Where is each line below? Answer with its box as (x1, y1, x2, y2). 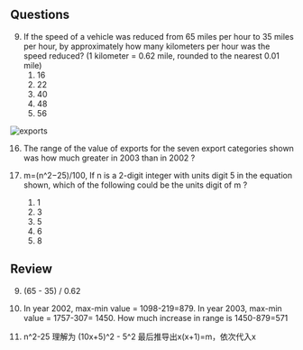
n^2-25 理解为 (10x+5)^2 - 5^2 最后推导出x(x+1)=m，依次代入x (23, 331, 256, 342)
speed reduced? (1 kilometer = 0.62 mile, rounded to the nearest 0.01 (23, 50, 280, 61)
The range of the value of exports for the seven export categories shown (23, 143, 294, 153)
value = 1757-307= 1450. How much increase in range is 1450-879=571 (23, 312, 289, 323)
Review (10, 262, 53, 277)
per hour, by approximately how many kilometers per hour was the (23, 41, 271, 51)
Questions (10, 7, 70, 23)
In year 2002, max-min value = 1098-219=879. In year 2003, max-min (23, 302, 282, 314)
